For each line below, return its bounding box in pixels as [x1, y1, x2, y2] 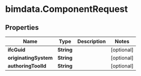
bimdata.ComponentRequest [5, 3, 128, 15]
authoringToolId [7, 63, 46, 69]
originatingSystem [7, 55, 53, 61]
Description [77, 38, 106, 45]
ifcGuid [7, 46, 26, 53]
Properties [5, 23, 39, 32]
